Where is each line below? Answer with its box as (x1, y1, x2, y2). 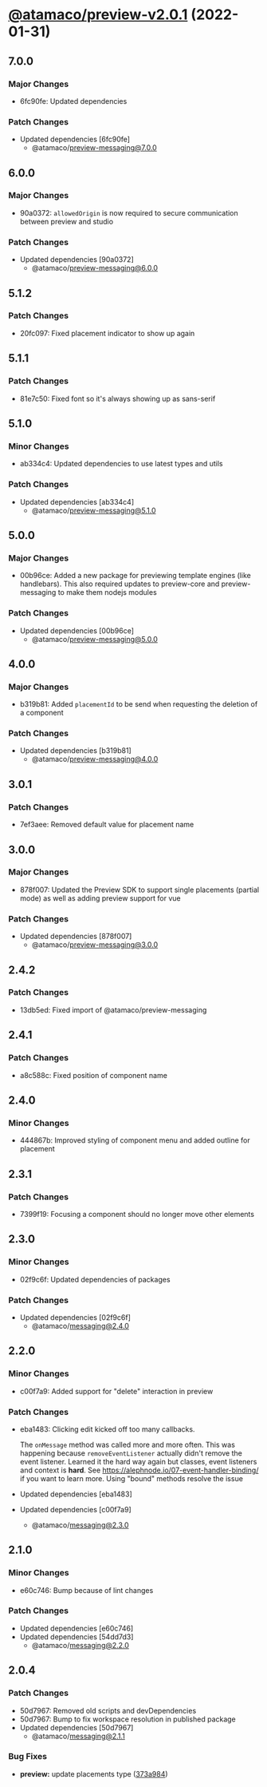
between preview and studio (19, 216, 114, 226)
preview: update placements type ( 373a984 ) (19, 1769, 169, 1778)
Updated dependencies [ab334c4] (19, 497, 134, 506)
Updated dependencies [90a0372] (19, 255, 134, 264)
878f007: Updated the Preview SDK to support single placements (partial (19, 885, 260, 894)
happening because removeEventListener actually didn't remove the (19, 1448, 243, 1458)
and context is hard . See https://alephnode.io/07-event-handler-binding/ (19, 1465, 259, 1475)
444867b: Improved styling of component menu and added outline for (19, 1135, 250, 1145)
